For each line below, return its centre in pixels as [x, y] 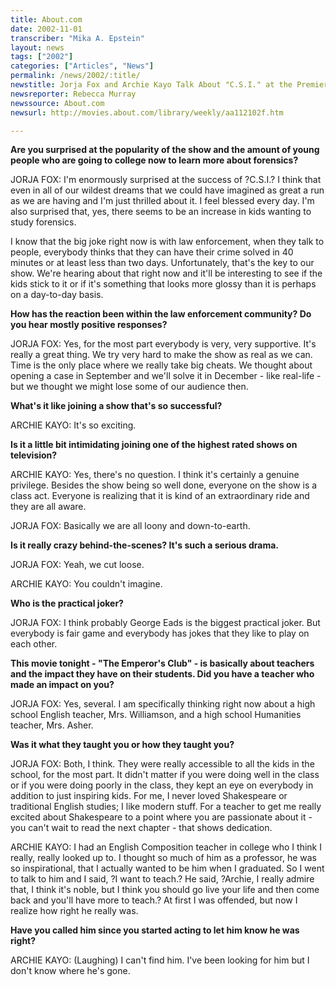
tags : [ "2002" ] [42, 57]
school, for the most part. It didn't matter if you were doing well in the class [165, 775]
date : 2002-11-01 [46, 29]
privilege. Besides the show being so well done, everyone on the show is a [164, 485]
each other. [34, 644]
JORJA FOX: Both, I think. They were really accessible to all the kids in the [162, 764]
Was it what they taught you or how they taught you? [122, 745]
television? [34, 455]
